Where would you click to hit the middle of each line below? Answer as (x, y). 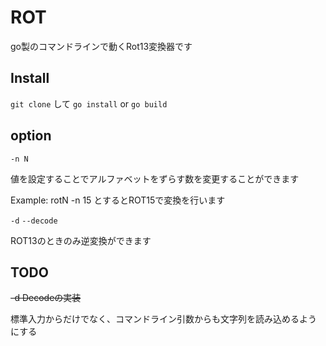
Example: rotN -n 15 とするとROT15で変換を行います (118, 200)
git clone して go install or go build (89, 103)
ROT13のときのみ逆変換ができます (81, 240)
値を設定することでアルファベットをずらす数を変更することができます (155, 178)
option (31, 136)
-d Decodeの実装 (46, 298)
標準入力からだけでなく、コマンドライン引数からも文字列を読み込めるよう (163, 319)
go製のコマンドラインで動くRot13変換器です (101, 46)
